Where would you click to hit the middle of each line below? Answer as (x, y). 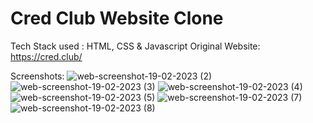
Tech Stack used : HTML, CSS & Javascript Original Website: (135, 46)
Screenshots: (37, 76)
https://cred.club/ (46, 56)
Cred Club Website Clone (117, 18)
